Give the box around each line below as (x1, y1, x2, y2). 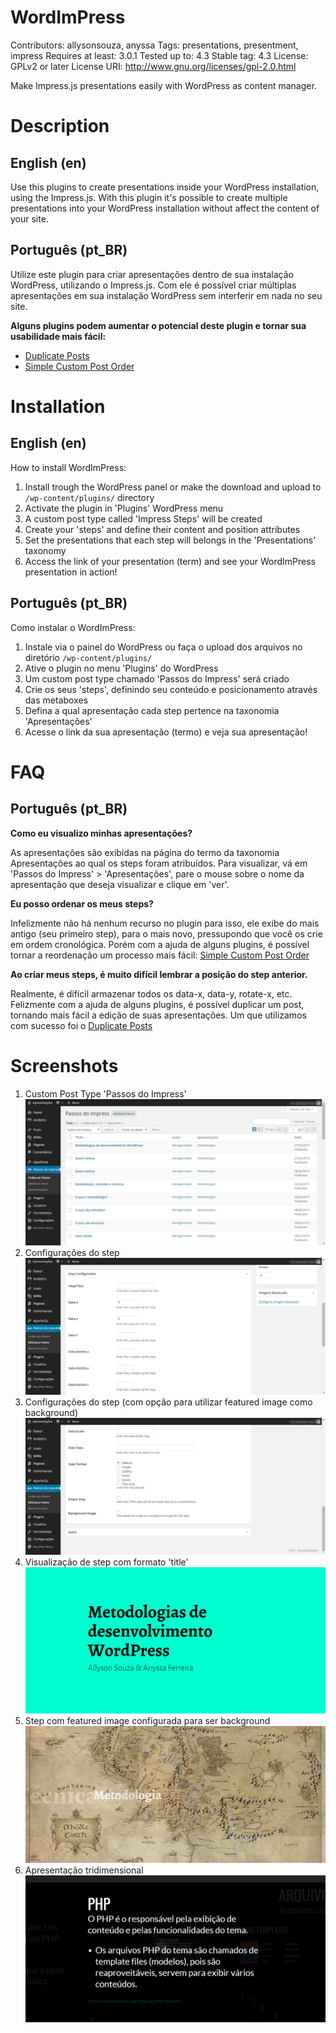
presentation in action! (24, 566, 118, 578)
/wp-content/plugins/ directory (24, 491, 155, 503)
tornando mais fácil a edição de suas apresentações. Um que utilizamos (10, 1009, 307, 1021)
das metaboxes (24, 694, 89, 706)
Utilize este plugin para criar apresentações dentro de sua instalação (10, 268, 294, 280)
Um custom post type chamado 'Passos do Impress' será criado (24, 672, 290, 685)
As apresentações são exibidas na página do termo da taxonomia (10, 846, 280, 858)
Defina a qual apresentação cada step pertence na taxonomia (24, 704, 280, 716)
